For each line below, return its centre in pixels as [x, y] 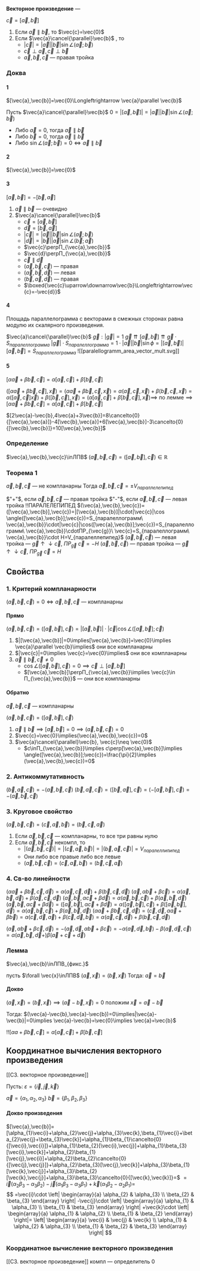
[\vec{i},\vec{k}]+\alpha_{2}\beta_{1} [51, 1152]
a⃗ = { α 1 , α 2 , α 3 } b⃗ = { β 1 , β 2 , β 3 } [47, 1099]
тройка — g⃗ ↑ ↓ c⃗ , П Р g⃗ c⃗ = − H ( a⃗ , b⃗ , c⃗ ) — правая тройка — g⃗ [98, 544]
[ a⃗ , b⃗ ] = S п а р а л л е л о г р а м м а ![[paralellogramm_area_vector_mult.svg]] [93, 351]
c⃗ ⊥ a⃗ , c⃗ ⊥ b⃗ [46, 51]
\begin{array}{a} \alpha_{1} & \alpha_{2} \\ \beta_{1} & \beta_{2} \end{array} [100, 1213]
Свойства [25, 571]
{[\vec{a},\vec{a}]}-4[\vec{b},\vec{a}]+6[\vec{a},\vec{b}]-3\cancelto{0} [95, 422]
